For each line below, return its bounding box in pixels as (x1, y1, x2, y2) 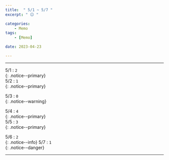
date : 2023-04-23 (5, 44, 42, 49)
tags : (5, 31, 17, 36)
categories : (5, 21, 30, 26)
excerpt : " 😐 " (5, 12, 39, 17)
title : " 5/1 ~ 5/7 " (5, 7, 53, 13)
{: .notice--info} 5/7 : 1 (5, 139, 52, 145)
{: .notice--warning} (5, 98, 47, 104)
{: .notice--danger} (5, 144, 45, 150)
